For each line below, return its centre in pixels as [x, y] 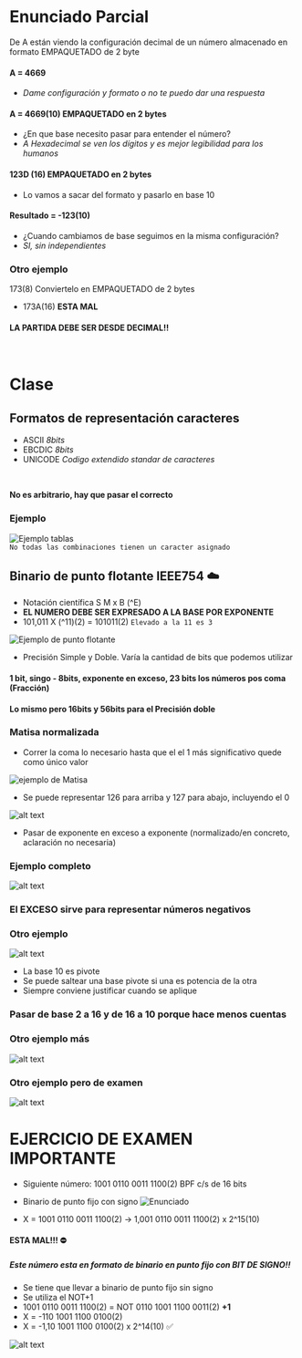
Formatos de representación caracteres [125, 418]
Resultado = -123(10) [50, 215]
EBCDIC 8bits [48, 450]
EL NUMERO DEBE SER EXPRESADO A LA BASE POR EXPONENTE [148, 612]
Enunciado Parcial [79, 17]
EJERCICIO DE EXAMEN [101, 1140]
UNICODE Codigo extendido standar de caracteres [119, 460]
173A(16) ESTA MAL [60, 306]
